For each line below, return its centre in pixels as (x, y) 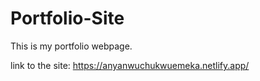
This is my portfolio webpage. (71, 46)
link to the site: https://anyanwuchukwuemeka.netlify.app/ (130, 65)
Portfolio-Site (67, 18)
